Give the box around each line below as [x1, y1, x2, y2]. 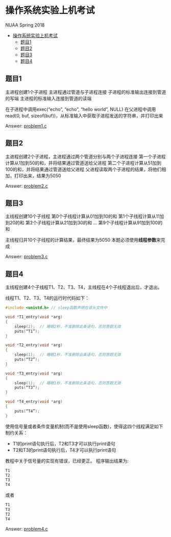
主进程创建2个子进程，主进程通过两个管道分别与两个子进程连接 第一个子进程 [5, 153, 166, 159]
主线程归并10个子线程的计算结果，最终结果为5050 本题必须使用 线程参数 [5, 237, 157, 243]
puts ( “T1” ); [14, 329, 40, 334]
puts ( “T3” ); [14, 385, 40, 390]
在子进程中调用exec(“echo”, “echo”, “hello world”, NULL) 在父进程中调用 [5, 106, 156, 112]
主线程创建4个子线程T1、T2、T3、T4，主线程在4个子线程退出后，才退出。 [5, 284, 162, 290]
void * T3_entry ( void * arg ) [5, 371, 63, 376]
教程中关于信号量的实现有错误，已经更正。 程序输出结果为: [5, 458, 129, 464]
